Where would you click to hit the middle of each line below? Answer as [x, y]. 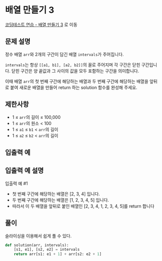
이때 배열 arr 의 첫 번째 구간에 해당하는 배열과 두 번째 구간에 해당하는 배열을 [77, 81]
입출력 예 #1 [16, 183]
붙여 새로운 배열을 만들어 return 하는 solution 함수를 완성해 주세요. [74, 87]
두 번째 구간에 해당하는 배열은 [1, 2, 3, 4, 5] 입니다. [60, 200]
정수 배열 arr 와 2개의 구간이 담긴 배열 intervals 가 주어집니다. [64, 54]
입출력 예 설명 [24, 170]
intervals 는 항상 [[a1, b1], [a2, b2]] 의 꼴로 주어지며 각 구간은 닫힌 [73, 65]
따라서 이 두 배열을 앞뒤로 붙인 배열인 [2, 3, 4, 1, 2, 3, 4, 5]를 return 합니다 [83, 206]
